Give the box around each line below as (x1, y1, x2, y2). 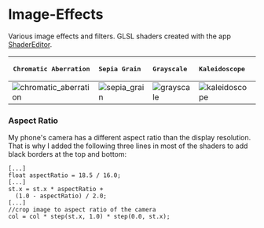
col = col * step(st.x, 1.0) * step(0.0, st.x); (8, 213, 170, 221)
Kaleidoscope (199, 64, 246, 73)
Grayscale (152, 64, 188, 73)
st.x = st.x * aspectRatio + (8, 186, 104, 194)
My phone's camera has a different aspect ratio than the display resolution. (8, 133, 251, 143)
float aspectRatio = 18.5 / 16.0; (8, 172, 122, 179)
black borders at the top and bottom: (8, 150, 127, 159)
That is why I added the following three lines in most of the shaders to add (8, 141, 248, 150)
